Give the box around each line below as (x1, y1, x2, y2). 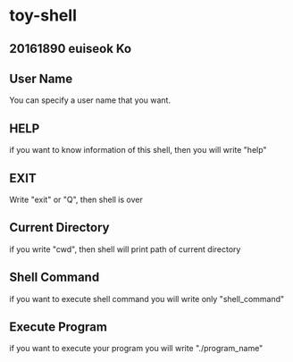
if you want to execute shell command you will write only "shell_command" (9, 293, 285, 304)
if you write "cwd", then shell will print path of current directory (9, 243, 241, 255)
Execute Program (9, 319, 107, 335)
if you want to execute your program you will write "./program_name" (9, 343, 264, 354)
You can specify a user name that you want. (9, 95, 172, 105)
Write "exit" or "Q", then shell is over (9, 194, 143, 206)
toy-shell (9, 5, 78, 26)
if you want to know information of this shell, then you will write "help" (9, 145, 267, 156)
